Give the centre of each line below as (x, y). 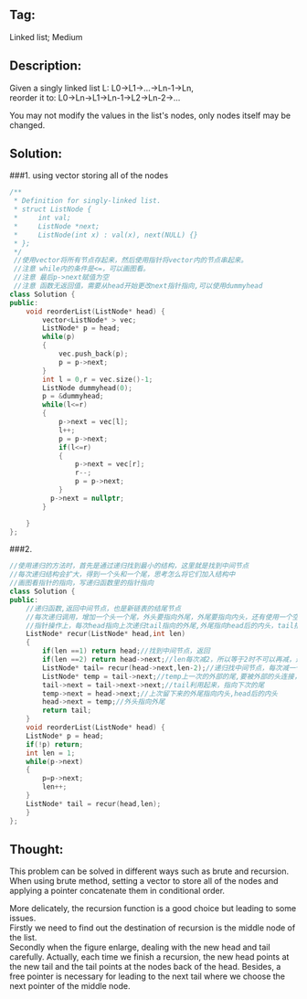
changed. (27, 125)
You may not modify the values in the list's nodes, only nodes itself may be (150, 115)
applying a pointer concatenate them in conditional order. (117, 891)
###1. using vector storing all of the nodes (89, 175)
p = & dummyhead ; (73, 397)
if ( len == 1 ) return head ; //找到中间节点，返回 (126, 651)
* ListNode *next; (57, 226)
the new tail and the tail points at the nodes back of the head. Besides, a (145, 967)
